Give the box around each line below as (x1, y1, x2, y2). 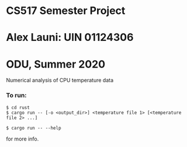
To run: (6, 92, 27, 100)
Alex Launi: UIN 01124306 (6, 31, 134, 44)
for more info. (6, 135, 39, 142)
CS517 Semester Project (6, 4, 126, 17)
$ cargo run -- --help (6, 125, 61, 131)
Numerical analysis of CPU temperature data (6, 77, 114, 84)
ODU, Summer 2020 (6, 57, 106, 71)
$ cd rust (6, 104, 30, 110)
